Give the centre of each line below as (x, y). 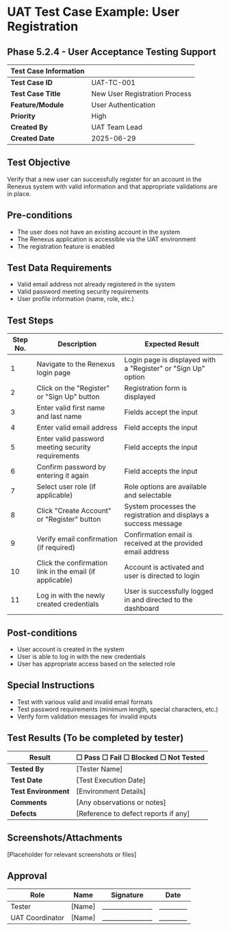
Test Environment (40, 791)
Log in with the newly (71, 596)
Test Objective (39, 163)
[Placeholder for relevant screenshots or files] (72, 854)
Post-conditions (42, 632)
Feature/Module (37, 105)
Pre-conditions (40, 216)
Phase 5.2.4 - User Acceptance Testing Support (112, 52)
